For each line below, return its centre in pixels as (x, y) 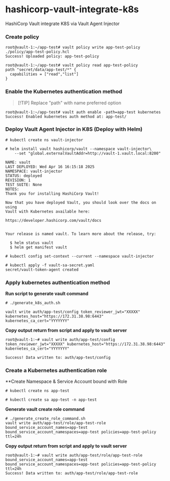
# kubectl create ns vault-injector (44, 140)
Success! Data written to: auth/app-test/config (58, 358)
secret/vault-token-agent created (42, 269)
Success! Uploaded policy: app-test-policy (52, 56)
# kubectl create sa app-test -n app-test (51, 400)
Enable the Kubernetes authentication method (64, 91)
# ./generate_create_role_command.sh (45, 419)
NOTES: (12, 189)
